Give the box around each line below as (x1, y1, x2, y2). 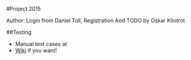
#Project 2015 (6, 5, 41, 12)
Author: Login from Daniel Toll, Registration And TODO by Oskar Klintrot (6, 17, 186, 24)
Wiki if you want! (15, 47, 57, 54)
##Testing (6, 28, 32, 36)
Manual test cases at (15, 41, 67, 47)
